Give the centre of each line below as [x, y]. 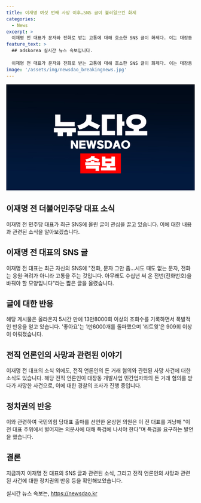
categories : [21, 19]
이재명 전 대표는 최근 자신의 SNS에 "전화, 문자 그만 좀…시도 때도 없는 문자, [93, 268]
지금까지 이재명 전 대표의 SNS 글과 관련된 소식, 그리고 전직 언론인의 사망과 [93, 473]
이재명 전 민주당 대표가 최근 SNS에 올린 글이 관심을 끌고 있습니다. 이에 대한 [94, 224]
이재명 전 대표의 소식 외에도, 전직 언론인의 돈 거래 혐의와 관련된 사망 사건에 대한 [99, 371]
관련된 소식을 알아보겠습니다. [46, 231]
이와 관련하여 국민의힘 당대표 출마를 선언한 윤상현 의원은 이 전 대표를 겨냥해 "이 [98, 422]
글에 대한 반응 [30, 304]
